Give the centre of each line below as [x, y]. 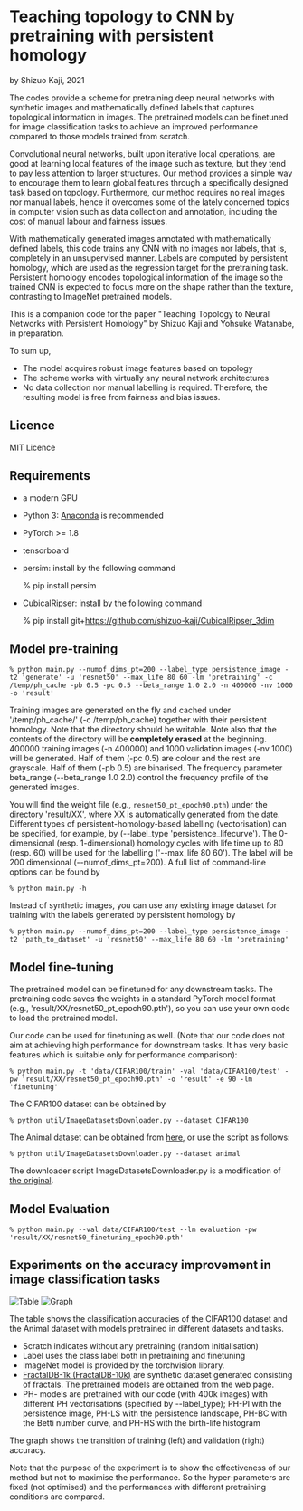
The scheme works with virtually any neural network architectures [146, 378]
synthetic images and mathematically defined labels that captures [132, 107]
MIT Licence [33, 447]
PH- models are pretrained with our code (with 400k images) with [145, 1394]
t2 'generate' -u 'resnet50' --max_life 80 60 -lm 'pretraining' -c [141, 678]
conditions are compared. [57, 1497]
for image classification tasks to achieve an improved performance [134, 126]
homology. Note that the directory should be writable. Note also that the [143, 730]
